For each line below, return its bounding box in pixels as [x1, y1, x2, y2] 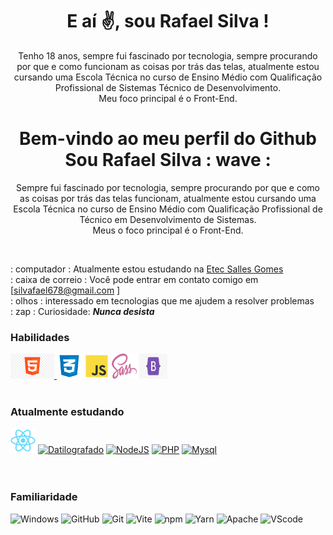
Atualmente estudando [10, 405, 125, 419]
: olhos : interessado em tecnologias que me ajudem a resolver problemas [10, 294, 315, 307]
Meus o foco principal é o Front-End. [92, 224, 244, 236]
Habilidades [10, 330, 70, 344]
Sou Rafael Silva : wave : [64, 149, 272, 172]
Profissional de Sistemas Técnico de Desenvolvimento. [54, 81, 282, 93]
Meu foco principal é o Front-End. [98, 92, 238, 104]
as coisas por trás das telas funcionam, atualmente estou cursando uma [19, 192, 317, 204]
